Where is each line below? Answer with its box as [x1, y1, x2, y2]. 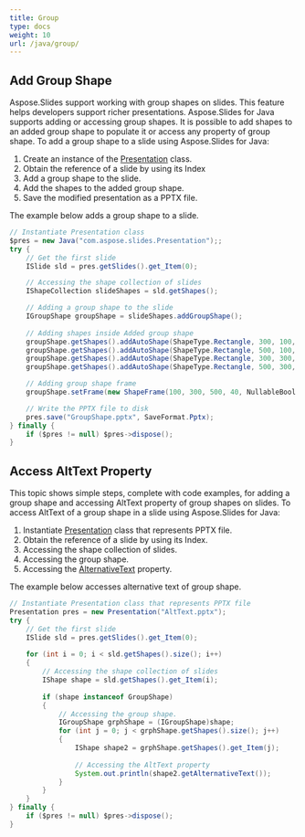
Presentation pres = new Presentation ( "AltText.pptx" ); [9, 608, 226, 617]
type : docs [9, 22, 51, 31]
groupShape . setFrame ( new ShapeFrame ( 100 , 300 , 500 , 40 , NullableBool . [26, 387, 300, 397]
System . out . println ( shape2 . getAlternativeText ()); [74, 768, 272, 778]
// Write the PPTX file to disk [26, 404, 149, 413]
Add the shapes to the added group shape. [22, 183, 184, 194]
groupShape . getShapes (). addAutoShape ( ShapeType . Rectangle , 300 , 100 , [26, 337, 297, 346]
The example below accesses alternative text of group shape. [9, 581, 242, 592]
